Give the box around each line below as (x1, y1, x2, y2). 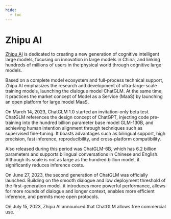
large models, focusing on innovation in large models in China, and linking (5, 57, 160, 63)
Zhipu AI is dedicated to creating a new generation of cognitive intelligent (5, 51, 160, 57)
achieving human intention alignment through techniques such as (5, 125, 143, 131)
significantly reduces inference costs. (5, 162, 85, 168)
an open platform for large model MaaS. (5, 99, 89, 105)
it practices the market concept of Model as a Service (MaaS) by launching (5, 93, 163, 100)
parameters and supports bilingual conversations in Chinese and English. (5, 151, 159, 157)
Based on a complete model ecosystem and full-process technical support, (5, 77, 163, 83)
